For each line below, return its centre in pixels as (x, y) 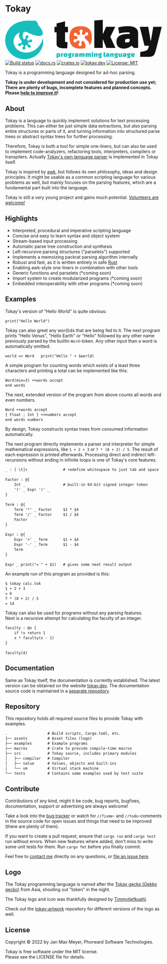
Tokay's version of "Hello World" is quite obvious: (56, 311)
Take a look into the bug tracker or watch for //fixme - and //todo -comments (83, 816)
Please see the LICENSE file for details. (45, 957)
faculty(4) (16, 653)
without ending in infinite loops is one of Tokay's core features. (92, 460)
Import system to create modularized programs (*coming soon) (77, 278)
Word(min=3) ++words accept (34, 380)
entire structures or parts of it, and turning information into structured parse (83, 131)
